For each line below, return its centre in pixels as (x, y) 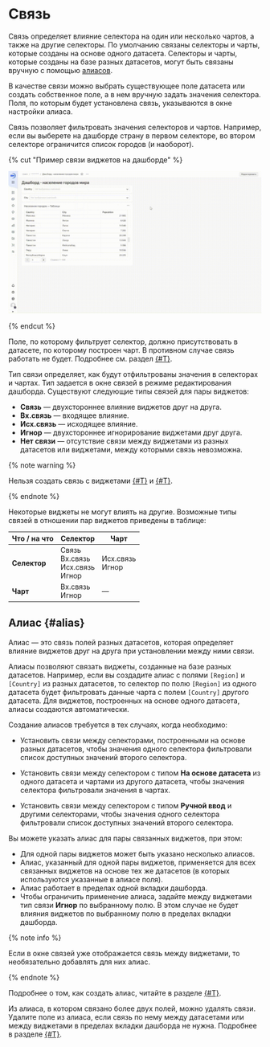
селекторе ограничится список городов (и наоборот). (101, 144)
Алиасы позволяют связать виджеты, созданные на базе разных (120, 666)
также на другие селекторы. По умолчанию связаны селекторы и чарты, (134, 44)
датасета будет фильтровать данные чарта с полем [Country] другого (129, 692)
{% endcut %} (32, 326)
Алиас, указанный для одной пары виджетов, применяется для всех (138, 862)
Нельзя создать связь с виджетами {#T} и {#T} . (90, 481)
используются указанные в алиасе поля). (91, 879)
